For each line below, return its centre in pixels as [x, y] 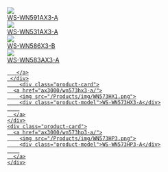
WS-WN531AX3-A [33, 32]
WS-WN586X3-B [32, 46]
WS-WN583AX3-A [33, 60]
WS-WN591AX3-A [33, 17]
